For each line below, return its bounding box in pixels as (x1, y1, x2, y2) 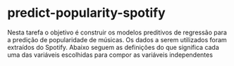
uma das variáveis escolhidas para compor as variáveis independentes (7, 51, 214, 59)
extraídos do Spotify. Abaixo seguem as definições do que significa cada (7, 43, 220, 51)
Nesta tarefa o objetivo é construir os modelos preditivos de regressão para (7, 28, 228, 37)
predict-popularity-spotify (7, 5, 166, 21)
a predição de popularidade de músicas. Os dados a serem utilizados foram (7, 35, 227, 44)
